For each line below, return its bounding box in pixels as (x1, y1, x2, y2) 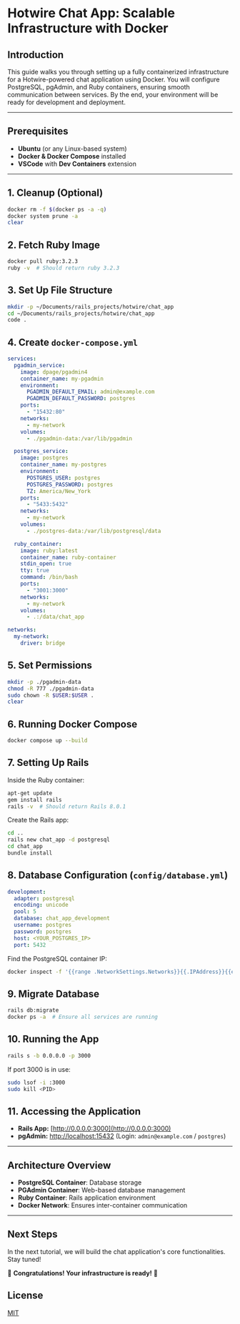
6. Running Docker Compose (7, 718, 138, 730)
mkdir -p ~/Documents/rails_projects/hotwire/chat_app (7, 303, 174, 310)
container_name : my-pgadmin (20, 375, 104, 382)
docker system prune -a (7, 212, 79, 219)
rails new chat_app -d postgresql (7, 836, 111, 844)
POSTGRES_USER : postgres (26, 474, 101, 482)
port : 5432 (14, 941, 46, 948)
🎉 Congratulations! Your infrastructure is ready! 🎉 (7, 1268, 159, 1277)
